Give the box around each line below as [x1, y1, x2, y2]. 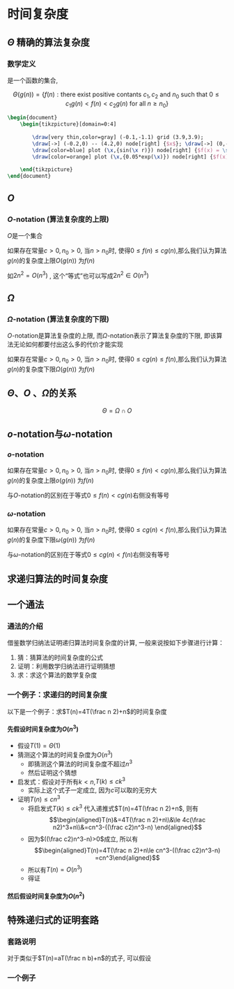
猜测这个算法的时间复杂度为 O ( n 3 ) [17, 750, 114, 759]
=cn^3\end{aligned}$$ [95, 853, 160, 862]
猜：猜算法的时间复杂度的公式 [17, 653, 103, 662]
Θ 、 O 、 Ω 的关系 [7, 387, 77, 399]
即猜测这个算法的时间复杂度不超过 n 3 [27, 759, 133, 768]
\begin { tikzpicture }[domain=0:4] [19, 121, 117, 128]
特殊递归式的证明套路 [7, 914, 99, 926]
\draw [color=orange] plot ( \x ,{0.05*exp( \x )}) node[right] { [32, 153, 214, 161]
